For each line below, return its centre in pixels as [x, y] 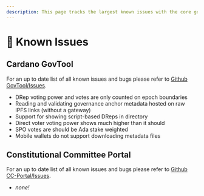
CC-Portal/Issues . [29, 176]
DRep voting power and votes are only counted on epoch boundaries [101, 97]
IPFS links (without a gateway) [53, 110]
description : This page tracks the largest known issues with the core [99, 12]
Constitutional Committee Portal [69, 155]
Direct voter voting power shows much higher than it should [90, 123]
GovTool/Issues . [26, 85]
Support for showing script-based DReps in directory [81, 117]
